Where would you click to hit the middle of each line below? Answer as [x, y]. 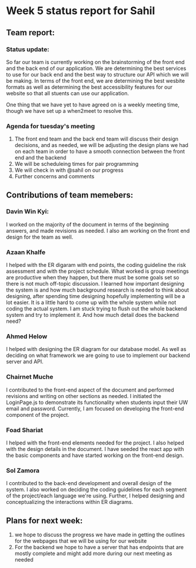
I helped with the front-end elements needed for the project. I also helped [95, 443]
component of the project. [38, 415]
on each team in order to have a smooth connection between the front [100, 152]
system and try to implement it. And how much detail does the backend [93, 315]
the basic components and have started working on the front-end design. [95, 455]
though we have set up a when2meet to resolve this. [70, 111]
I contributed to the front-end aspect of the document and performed [90, 390]
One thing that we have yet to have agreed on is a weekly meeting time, [93, 105]
